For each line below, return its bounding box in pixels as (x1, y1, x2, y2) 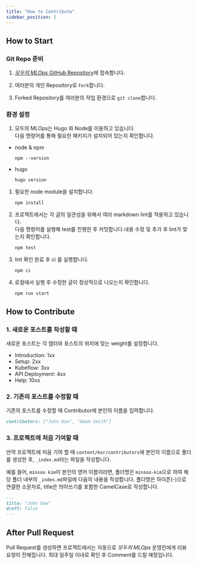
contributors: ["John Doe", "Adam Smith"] (6, 419, 112, 425)
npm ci (14, 268, 31, 274)
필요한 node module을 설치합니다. (14, 188, 94, 195)
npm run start (14, 291, 49, 296)
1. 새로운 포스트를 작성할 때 (6, 325, 78, 334)
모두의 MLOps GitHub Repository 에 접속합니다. (14, 69, 125, 77)
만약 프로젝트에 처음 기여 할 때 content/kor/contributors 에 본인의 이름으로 (6, 448, 181, 456)
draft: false (6, 506, 38, 512)
